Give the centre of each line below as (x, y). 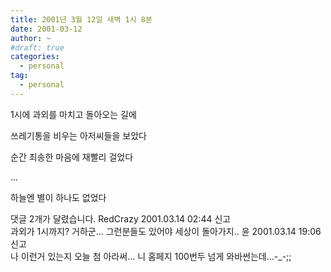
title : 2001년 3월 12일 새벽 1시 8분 (81, 19)
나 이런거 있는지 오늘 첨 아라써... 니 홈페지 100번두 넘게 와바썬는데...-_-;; (151, 256)
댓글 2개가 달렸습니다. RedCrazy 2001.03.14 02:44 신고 (121, 218)
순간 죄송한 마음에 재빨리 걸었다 (72, 157)
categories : (35, 57)
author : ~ (31, 38)
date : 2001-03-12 (46, 29)
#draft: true (37, 47)
